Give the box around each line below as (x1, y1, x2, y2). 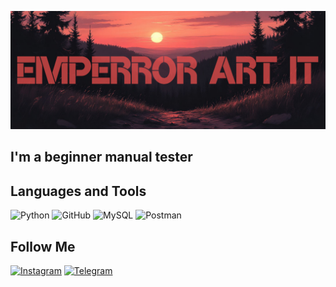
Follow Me (10, 238, 76, 255)
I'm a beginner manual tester (10, 149, 193, 166)
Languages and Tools (10, 182, 147, 200)
